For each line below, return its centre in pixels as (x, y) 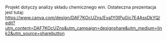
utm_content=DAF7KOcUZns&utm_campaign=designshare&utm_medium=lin (84, 28)
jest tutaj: (15, 12)
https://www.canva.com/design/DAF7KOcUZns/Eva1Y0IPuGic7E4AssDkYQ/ (83, 18)
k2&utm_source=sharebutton (35, 33)
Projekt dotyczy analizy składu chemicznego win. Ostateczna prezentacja (81, 7)
